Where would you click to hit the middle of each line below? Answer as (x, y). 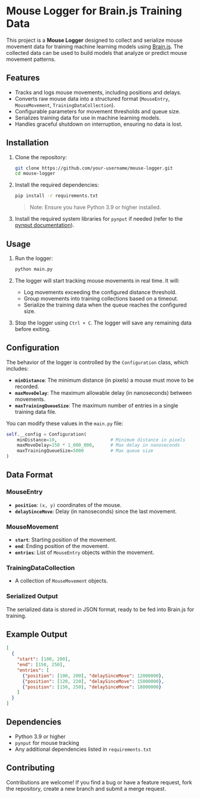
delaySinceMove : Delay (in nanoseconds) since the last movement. (96, 511)
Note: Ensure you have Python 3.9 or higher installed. (95, 208)
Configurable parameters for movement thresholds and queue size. (98, 111)
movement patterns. (31, 59)
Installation (27, 143)
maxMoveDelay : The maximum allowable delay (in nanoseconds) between (103, 392)
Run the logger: (34, 258)
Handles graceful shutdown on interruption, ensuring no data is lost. (99, 124)
